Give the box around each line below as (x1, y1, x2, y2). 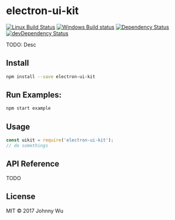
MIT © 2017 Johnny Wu (6, 207, 63, 214)
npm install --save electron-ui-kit (6, 73, 95, 80)
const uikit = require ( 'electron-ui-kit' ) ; (6, 137, 114, 143)
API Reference (6, 159, 60, 169)
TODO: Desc (6, 41, 36, 48)
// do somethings (6, 143, 49, 148)
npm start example (6, 106, 51, 111)
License (6, 192, 36, 202)
